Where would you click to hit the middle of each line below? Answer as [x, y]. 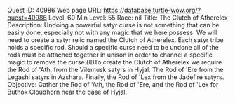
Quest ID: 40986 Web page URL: [55, 10]
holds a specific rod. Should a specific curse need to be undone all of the [113, 47]
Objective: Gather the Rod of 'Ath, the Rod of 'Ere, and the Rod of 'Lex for [113, 84]
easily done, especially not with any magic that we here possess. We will [112, 32]
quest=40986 [27, 18]
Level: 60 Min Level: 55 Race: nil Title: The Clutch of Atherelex [138, 18]
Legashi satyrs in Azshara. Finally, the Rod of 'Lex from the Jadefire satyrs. [116, 77]
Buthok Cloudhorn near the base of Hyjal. [67, 92]
